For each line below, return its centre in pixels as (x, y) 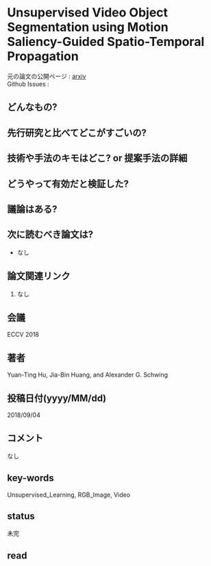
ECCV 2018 (23, 335)
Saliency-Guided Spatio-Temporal (106, 42)
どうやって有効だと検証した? (68, 184)
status (21, 516)
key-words (30, 478)
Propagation (43, 57)
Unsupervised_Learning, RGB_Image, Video (69, 495)
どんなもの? (32, 107)
